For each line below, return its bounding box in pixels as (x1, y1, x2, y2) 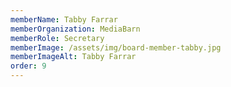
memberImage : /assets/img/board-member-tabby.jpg (10, 42, 222, 53)
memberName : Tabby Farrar (10, 14, 118, 25)
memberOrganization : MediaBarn (10, 24, 141, 34)
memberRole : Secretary (10, 33, 105, 43)
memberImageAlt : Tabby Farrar (10, 52, 137, 62)
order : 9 (10, 61, 47, 71)
